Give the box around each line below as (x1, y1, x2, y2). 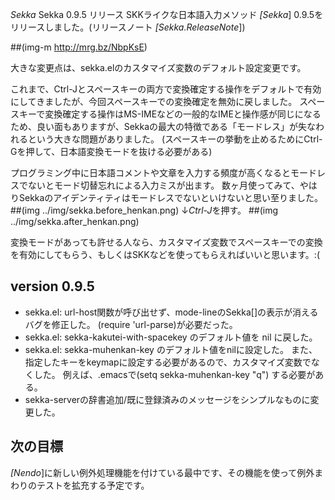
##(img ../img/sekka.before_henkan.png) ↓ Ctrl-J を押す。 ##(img (10, 204, 279, 216)
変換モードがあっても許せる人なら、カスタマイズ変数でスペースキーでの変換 (10, 236, 323, 248)
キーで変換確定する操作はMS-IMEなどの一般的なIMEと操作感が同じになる (18, 108, 322, 120)
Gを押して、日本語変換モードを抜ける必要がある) (10, 146, 213, 157)
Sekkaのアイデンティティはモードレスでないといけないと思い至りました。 (18, 192, 323, 203)
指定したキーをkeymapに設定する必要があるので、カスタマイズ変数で (24, 356, 312, 368)
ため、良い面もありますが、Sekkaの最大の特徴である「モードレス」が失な (10, 121, 316, 132)
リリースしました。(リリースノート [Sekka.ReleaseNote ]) (10, 21, 246, 33)
